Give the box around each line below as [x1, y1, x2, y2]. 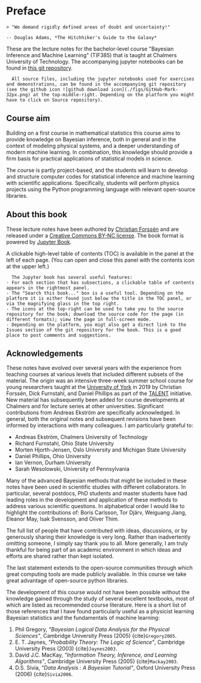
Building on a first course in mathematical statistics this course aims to [6, 129, 181, 136]
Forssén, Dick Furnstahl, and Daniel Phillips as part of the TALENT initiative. [6, 390, 193, 397]
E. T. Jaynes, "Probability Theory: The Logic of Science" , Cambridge [14, 639, 185, 646]
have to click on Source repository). [6, 97, 103, 103]
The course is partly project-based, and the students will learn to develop [6, 167, 188, 174]
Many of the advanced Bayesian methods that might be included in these [6, 477, 187, 485]
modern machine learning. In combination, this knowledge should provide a [6, 149, 193, 156]
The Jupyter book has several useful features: [11, 274, 133, 280]
